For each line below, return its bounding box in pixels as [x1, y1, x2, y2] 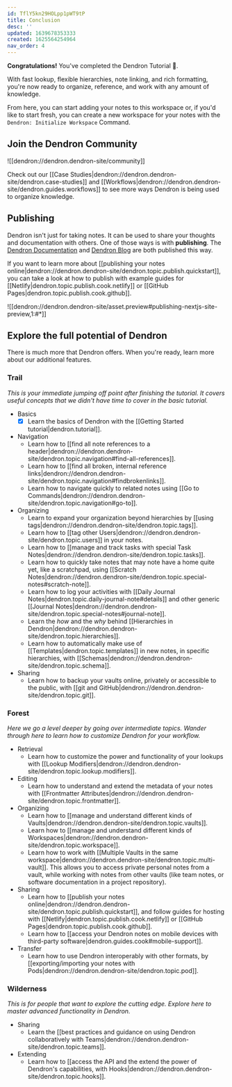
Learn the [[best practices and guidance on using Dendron [27, 1028, 196, 1036]
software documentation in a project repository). [27, 878, 167, 887]
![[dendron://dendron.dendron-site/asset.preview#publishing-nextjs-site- [7, 302, 217, 310]
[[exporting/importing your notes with [27, 959, 135, 967]
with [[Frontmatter [27, 789, 80, 798]
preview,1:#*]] [7, 309, 47, 318]
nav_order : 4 [7, 42, 45, 49]
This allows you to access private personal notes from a [49, 863, 210, 871]
